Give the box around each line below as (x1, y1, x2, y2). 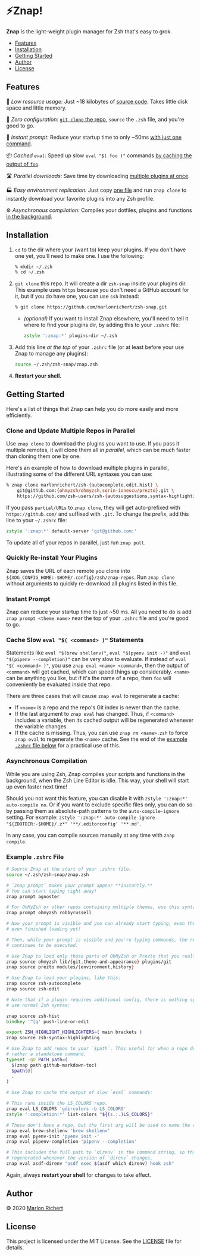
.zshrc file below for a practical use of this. (14, 742, 121, 749)
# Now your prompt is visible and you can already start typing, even (6, 921, 185, 927)
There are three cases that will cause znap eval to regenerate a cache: (6, 693, 180, 700)
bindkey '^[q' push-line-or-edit (6, 1018, 89, 1024)
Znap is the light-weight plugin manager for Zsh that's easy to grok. (6, 27, 173, 35)
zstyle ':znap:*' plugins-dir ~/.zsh (23, 333, 118, 339)
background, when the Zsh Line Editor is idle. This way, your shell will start (6, 777, 189, 784)
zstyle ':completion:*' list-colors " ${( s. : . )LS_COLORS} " (6, 1111, 153, 1117)
